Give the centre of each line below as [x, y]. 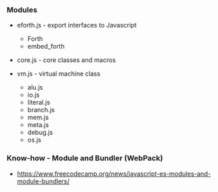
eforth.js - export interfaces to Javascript [77, 25]
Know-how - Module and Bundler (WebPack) [85, 158]
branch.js [41, 110]
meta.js [38, 125]
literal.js [39, 102]
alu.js [35, 88]
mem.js [38, 117]
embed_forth [46, 47]
